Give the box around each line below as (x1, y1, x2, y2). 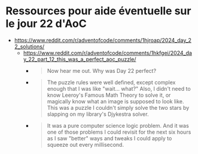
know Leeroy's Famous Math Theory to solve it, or (47, 91, 171, 98)
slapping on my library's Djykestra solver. (47, 110, 149, 118)
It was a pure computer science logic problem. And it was (47, 122, 189, 129)
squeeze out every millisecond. (47, 141, 124, 148)
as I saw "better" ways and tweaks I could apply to (47, 134, 172, 141)
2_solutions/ (14, 43, 45, 50)
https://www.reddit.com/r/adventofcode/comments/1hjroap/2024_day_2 (14, 36, 192, 44)
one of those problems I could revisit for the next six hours (47, 128, 191, 135)
